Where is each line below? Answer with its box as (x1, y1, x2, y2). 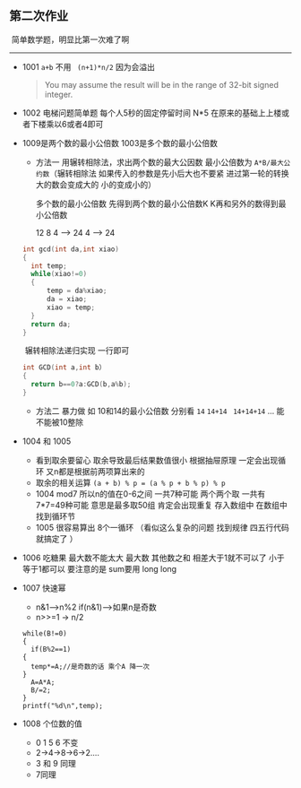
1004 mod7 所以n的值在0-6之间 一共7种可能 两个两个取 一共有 (35, 488, 266, 499)
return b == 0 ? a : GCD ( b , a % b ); (30, 380, 132, 389)
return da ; (30, 319, 72, 329)
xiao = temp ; (46, 303, 96, 312)
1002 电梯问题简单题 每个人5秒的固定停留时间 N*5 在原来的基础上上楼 (21, 107, 282, 118)
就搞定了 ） (35, 533, 78, 544)
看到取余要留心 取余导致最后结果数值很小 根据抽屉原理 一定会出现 (35, 455, 279, 465)
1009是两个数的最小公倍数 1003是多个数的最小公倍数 (21, 137, 218, 148)
